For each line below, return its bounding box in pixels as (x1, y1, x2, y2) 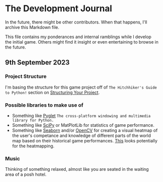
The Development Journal (5, 3, 112, 14)
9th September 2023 (5, 58, 70, 67)
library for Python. (12, 118, 54, 123)
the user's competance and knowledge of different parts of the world (12, 133, 151, 138)
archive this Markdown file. (5, 24, 59, 30)
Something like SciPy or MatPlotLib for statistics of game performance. (12, 122, 155, 128)
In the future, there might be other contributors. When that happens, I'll (5, 19, 147, 25)
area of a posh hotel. (5, 172, 47, 178)
